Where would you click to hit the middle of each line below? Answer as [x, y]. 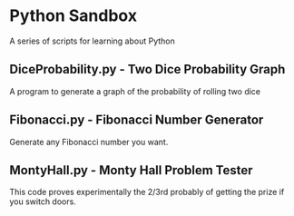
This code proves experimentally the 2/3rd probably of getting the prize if [147, 192]
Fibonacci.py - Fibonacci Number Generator [137, 120]
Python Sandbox [73, 16]
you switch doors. [43, 201]
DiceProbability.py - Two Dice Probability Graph [147, 69]
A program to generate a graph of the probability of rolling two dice [135, 91]
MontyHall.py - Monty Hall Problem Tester [131, 170]
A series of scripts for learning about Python [92, 41]
